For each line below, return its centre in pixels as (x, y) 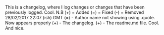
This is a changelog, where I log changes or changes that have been (75, 7)
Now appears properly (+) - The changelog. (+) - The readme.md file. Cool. (82, 23)
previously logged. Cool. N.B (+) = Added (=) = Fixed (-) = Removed (75, 12)
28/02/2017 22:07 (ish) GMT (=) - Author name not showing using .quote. (80, 17)
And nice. (15, 28)
